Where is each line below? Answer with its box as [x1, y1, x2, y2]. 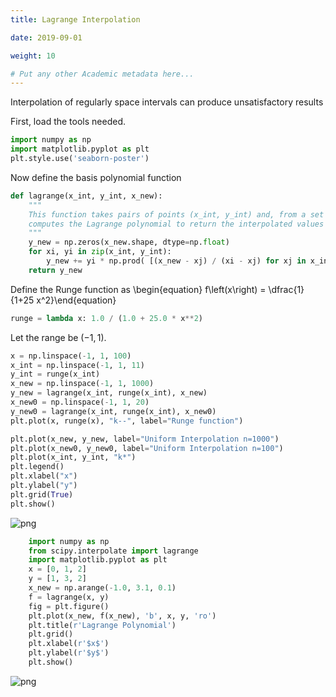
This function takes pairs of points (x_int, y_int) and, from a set [28, 209, 325, 220]
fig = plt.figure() [28, 601, 110, 611]
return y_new [28, 265, 83, 275]
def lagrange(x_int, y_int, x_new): [10, 191, 163, 201]
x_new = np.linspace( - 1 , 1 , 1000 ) [10, 379, 155, 389]
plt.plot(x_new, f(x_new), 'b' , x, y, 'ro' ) [28, 611, 217, 621]
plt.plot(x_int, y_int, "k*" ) [10, 452, 137, 463]
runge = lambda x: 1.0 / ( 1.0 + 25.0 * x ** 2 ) [10, 313, 204, 323]
